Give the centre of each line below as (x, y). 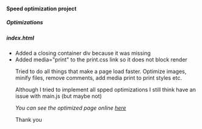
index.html (20, 38)
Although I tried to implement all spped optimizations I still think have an (106, 89)
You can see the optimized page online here (70, 108)
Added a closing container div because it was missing (83, 53)
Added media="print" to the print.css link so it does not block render (101, 59)
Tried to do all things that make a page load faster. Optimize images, (101, 71)
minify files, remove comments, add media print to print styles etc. (98, 78)
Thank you (29, 119)
